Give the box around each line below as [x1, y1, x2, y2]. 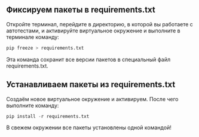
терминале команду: [6, 33, 60, 41]
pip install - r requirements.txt [6, 113, 90, 119]
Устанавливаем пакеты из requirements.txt [6, 80, 176, 90]
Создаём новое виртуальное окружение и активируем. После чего [6, 95, 179, 102]
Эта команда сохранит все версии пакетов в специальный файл [6, 56, 171, 63]
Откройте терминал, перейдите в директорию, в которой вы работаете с [6, 20, 193, 28]
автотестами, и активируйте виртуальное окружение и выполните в [6, 27, 180, 34]
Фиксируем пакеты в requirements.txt [6, 5, 155, 15]
